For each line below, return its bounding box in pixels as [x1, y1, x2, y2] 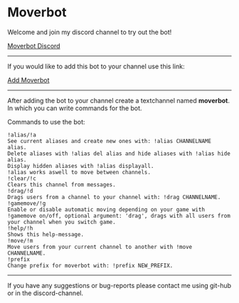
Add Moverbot [7, 75, 50, 84]
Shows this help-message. [7, 230, 84, 238]
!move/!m [7, 237, 33, 244]
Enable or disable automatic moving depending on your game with [7, 206, 205, 213]
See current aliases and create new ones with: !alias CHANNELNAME [7, 137, 212, 144]
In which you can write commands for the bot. [7, 104, 142, 112]
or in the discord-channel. [7, 289, 84, 297]
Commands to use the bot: [7, 117, 85, 126]
